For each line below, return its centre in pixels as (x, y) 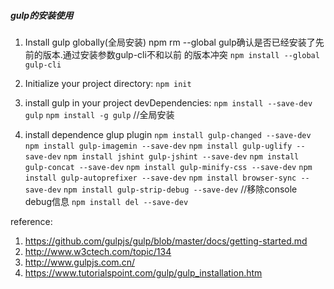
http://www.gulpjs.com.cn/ (79, 262)
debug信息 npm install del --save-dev (106, 201)
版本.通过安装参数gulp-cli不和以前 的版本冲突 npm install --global (181, 54)
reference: (31, 221)
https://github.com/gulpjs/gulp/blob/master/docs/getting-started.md (166, 241)
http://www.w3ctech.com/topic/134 (98, 251)
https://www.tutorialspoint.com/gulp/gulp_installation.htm (143, 272)
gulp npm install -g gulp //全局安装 (99, 114)
